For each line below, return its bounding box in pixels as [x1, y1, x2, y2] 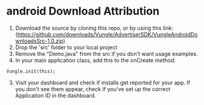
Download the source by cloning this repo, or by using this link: [15, 24, 174, 32]
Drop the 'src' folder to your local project [15, 44, 118, 51]
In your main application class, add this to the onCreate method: [15, 56, 176, 64]
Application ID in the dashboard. [15, 92, 96, 99]
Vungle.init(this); [6, 68, 56, 74]
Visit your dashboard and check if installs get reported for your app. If [15, 79, 191, 86]
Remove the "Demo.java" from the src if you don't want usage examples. [15, 50, 198, 57]
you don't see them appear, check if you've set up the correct [15, 85, 171, 92]
